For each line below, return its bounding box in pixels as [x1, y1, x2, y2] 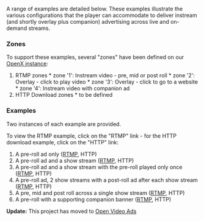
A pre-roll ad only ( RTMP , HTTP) [15, 150, 97, 158]
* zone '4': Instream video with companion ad [15, 85, 130, 92]
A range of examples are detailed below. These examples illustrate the [6, 5, 183, 12]
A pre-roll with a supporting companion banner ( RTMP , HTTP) [15, 195, 172, 203]
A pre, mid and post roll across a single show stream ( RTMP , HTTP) [15, 189, 185, 197]
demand [6, 24, 27, 32]
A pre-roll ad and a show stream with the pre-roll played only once [15, 163, 183, 170]
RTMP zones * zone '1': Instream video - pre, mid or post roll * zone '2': [15, 72, 195, 79]
